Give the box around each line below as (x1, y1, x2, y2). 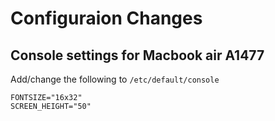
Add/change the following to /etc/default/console (10, 73, 220, 85)
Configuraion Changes (10, 7, 203, 30)
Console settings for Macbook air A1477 (10, 47, 265, 64)
